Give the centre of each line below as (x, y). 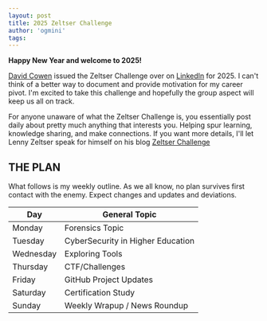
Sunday (27, 306)
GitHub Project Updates (109, 280)
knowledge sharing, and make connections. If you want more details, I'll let (131, 134)
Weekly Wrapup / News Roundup (126, 306)
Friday (24, 280)
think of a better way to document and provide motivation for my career (126, 84)
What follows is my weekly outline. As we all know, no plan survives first (127, 186)
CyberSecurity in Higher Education (130, 241)
